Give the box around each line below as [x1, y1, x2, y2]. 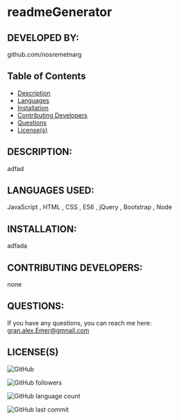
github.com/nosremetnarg [7, 50, 82, 58]
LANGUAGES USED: [7, 185, 95, 197]
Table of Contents [7, 70, 87, 82]
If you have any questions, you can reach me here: [7, 318, 152, 327]
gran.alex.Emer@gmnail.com [7, 326, 89, 334]
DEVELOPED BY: [7, 32, 80, 44]
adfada [7, 241, 28, 250]
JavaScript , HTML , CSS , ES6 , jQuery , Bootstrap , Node [7, 203, 172, 211]
